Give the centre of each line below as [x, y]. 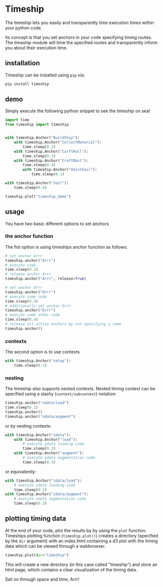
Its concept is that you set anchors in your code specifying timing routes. [79, 37]
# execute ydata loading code [53, 444]
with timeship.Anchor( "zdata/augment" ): [47, 494]
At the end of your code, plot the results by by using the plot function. [76, 530]
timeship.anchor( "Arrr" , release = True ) [46, 279]
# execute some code [26, 297]
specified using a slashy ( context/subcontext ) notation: [61, 394]
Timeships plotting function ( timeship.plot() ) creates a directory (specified [81, 536]
